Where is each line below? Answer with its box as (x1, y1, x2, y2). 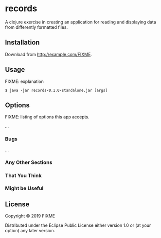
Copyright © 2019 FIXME (5, 213, 55, 219)
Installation (5, 39, 40, 47)
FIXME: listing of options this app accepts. (5, 114, 89, 120)
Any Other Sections (5, 159, 53, 166)
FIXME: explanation (5, 79, 44, 84)
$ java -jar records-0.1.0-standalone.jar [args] (5, 88, 108, 93)
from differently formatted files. (5, 24, 68, 30)
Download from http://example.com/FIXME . (5, 51, 92, 57)
